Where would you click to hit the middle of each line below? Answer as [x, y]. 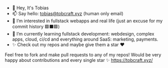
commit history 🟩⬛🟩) [36, 26]
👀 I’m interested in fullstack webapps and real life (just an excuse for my [87, 21]
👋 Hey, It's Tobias [30, 8]
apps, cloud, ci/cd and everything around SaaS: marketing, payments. [85, 39]
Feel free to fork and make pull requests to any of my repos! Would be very [83, 55]
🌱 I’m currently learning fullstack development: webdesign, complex [83, 34]
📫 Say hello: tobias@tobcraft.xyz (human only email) [68, 13]
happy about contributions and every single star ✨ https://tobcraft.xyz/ [79, 60]
